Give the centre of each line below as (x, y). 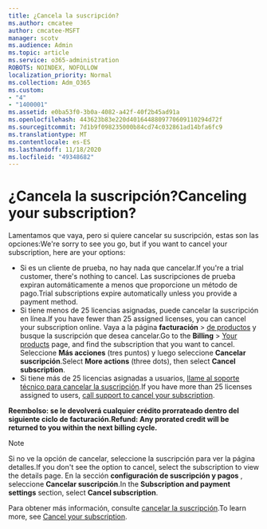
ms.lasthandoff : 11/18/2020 (55, 149)
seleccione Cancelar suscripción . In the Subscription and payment (120, 484)
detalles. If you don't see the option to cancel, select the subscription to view (133, 467)
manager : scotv (33, 38)
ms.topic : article (39, 53)
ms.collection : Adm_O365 (49, 82)
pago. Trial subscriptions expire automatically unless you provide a (128, 293)
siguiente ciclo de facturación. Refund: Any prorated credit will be (119, 420)
